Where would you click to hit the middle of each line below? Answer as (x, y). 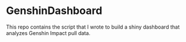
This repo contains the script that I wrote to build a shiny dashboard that (93, 27)
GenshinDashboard (54, 11)
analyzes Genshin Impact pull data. (48, 33)
